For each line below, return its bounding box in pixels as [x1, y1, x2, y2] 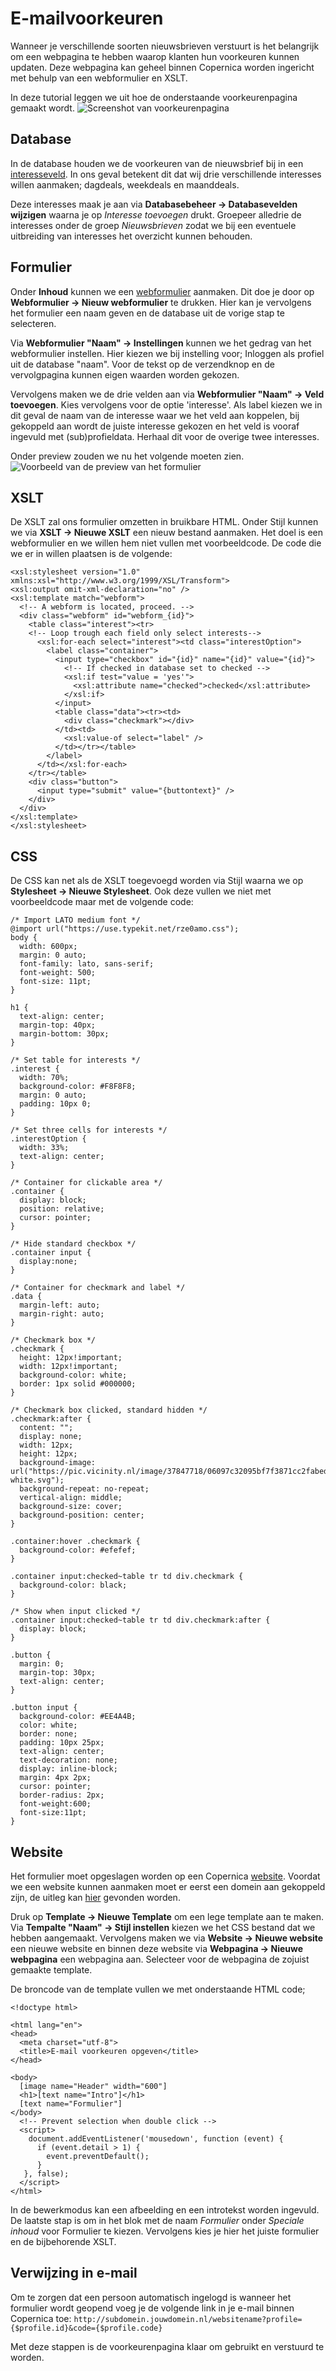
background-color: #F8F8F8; [19, 1082, 137, 1092]
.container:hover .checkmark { [10, 1537, 141, 1547]
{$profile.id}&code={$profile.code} [10, 2323, 163, 2333]
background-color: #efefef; [19, 1545, 137, 1556]
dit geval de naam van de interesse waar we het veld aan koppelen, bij [10, 409, 300, 421]
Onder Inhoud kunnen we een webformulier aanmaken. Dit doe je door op [10, 285, 315, 297]
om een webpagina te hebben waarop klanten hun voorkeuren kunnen [10, 50, 300, 62]
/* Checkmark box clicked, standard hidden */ [10, 1405, 208, 1416]
